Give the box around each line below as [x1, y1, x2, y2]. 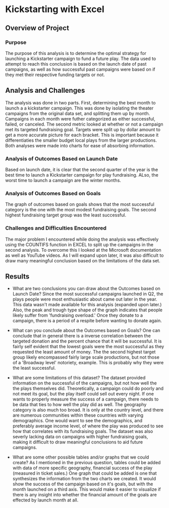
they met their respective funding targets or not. [5, 72, 105, 78]
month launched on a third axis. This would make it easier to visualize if [12, 486, 161, 492]
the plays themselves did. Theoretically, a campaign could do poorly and [12, 385, 164, 391]
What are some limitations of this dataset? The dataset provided [12, 375, 146, 381]
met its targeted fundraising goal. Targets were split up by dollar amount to [5, 126, 160, 132]
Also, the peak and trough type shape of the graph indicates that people [12, 307, 163, 313]
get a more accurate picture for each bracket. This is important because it [5, 132, 159, 138]
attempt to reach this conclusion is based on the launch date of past [5, 61, 147, 67]
